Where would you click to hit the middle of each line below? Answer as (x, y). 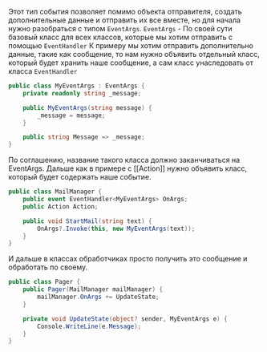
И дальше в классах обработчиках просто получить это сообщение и (128, 259)
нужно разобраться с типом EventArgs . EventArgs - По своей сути (120, 28)
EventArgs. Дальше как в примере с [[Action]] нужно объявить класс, (128, 168)
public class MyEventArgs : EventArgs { (77, 86)
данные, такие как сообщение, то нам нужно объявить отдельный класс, (134, 54)
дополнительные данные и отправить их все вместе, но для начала (125, 20)
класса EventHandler (43, 71)
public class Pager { (44, 282)
